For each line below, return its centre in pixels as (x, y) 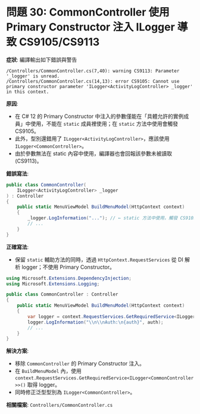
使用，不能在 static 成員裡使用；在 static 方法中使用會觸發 (104, 123)
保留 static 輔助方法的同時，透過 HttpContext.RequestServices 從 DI (99, 259)
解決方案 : (18, 351)
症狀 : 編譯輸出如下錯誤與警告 (42, 60)
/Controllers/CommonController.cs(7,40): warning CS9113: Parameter (93, 71)
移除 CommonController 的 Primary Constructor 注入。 (79, 363)
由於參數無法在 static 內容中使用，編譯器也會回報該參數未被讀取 (93, 153)
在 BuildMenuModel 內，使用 (48, 371)
